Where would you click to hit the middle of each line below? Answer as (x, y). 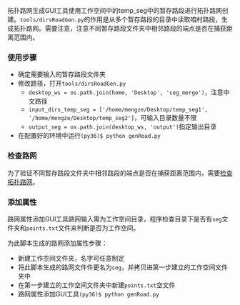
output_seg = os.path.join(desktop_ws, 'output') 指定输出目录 (122, 126)
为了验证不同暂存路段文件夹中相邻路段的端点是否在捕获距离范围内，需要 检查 (120, 173)
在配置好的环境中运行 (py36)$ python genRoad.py (89, 136)
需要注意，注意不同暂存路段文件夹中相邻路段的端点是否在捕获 (135, 28)
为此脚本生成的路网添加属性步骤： (57, 243)
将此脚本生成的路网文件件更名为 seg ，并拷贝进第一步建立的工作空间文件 (123, 267)
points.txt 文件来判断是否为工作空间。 (83, 228)
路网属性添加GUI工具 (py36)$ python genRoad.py (88, 294)
